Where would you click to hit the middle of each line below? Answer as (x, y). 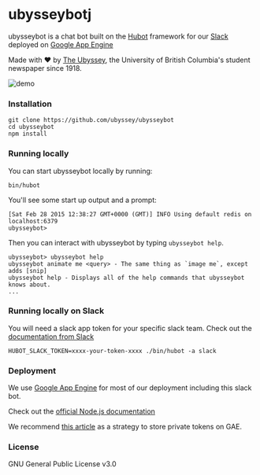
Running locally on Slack (56, 311)
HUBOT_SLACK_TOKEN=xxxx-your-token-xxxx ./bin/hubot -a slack (112, 351)
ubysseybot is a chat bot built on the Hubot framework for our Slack (118, 36)
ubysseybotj (50, 15)
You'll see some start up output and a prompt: (83, 200)
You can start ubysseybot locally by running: (80, 171)
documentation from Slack (51, 337)
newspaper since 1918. (45, 68)
